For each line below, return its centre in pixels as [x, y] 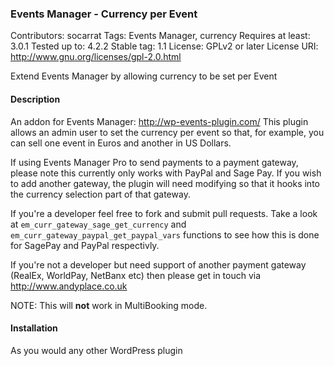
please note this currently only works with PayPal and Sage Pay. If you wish [166, 173]
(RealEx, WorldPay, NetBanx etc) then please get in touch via [136, 275]
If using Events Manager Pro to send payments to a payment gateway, [154, 162]
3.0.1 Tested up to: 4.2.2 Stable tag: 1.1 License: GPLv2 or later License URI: [164, 46]
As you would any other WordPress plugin [96, 350]
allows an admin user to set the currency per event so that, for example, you [167, 132]
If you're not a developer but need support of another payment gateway [158, 264]
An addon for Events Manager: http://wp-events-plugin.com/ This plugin [159, 121]
